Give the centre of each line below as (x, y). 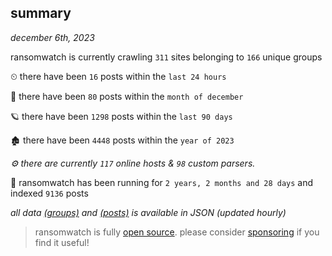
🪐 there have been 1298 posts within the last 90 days (121, 116)
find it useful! (62, 242)
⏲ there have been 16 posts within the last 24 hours (118, 76)
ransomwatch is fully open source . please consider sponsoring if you (177, 232)
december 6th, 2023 (52, 37)
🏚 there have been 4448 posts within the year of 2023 (122, 140)
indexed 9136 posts (49, 193)
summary (41, 13)
